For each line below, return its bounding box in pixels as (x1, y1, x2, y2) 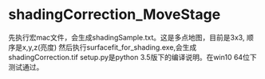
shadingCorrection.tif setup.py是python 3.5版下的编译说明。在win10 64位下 (8, 52, 257, 62)
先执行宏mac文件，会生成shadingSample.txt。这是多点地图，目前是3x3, (8, 32, 245, 42)
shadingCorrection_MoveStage (8, 6, 221, 24)
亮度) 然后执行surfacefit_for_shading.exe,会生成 (39, 42, 197, 52)
